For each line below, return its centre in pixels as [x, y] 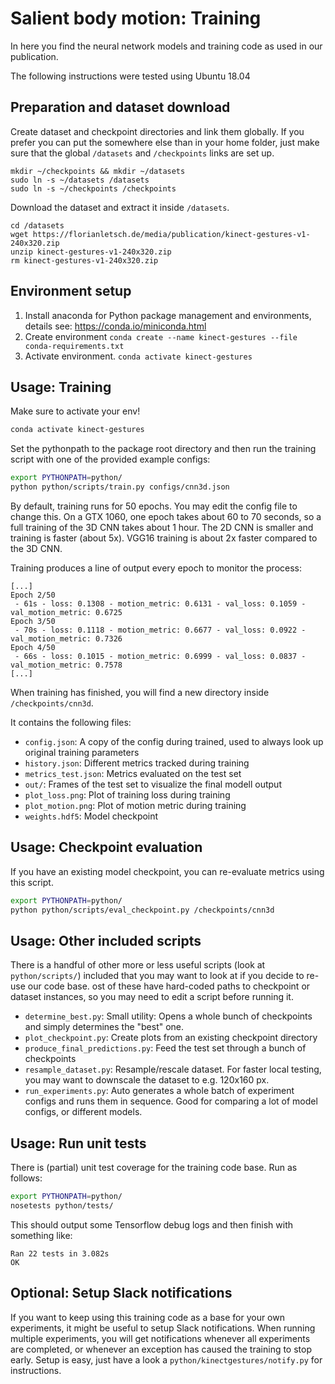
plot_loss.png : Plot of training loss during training [127, 795]
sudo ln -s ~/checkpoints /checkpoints [93, 188]
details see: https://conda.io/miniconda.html [115, 326]
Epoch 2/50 [33, 595]
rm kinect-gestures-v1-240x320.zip [84, 260]
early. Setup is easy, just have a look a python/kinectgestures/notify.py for [166, 1359]
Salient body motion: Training [136, 18]
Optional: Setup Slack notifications [121, 1293]
